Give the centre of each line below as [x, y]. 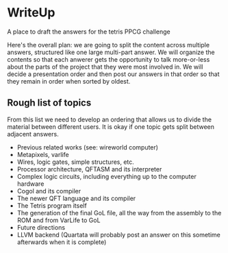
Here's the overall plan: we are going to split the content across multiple [109, 45]
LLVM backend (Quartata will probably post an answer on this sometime [119, 234]
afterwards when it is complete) [62, 242]
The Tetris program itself [52, 205]
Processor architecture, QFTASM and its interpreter [89, 169]
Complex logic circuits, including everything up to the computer [106, 176]
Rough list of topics [49, 103]
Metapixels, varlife [43, 154]
